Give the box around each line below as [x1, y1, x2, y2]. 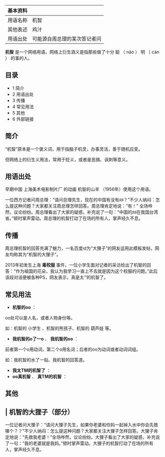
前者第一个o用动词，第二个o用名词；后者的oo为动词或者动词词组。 [5, 346, 141, 353]
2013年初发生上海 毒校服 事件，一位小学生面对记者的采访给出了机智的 [5, 262, 147, 268]
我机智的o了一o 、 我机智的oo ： [12, 336, 79, 342]
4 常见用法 [12, 103, 34, 109]
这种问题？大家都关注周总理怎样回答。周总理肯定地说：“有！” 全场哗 [13, 203, 153, 209]
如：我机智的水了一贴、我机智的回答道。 [5, 357, 87, 363]
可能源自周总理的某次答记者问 [32, 36, 102, 42]
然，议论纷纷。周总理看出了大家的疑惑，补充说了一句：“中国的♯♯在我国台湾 [5, 209, 159, 215]
